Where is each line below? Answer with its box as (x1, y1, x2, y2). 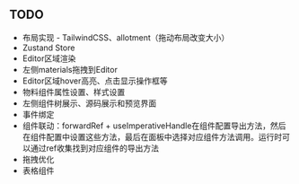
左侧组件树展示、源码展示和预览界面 (22, 98, 157, 109)
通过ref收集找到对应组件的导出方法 (30, 143, 160, 153)
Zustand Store (22, 42, 75, 53)
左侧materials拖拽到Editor (22, 64, 119, 74)
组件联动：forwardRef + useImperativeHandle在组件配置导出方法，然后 (22, 120, 286, 131)
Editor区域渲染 (22, 53, 76, 64)
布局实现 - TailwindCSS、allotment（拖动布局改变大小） (22, 31, 230, 43)
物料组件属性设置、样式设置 (22, 86, 126, 97)
